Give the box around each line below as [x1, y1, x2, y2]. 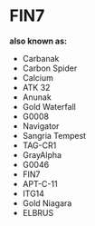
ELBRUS [22, 207, 54, 218]
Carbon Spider [22, 63, 78, 74]
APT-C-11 [22, 178, 58, 189]
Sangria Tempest [22, 130, 87, 141]
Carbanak [22, 53, 60, 64]
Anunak [22, 92, 52, 103]
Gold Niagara [22, 197, 72, 209]
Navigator [22, 120, 60, 132]
